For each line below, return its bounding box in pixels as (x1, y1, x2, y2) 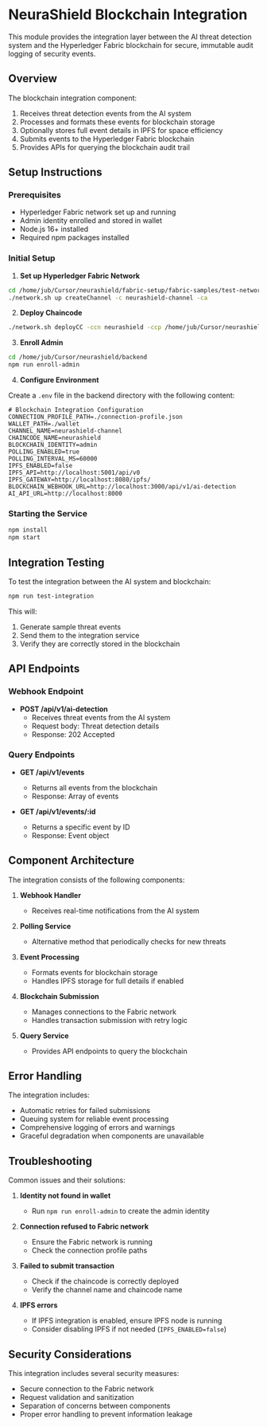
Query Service (19, 1030, 69, 1041)
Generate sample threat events (19, 621, 122, 631)
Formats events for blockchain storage (31, 967, 158, 977)
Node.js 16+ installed (19, 225, 89, 234)
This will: (8, 606, 37, 616)
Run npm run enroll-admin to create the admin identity (31, 1206, 211, 1216)
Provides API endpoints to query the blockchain (31, 1046, 188, 1056)
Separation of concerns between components (19, 1401, 171, 1411)
